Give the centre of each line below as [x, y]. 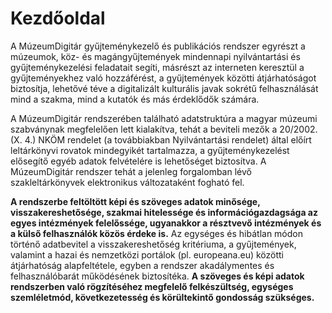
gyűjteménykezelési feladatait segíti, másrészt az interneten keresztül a [157, 67]
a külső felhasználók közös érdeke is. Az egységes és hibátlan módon [157, 233]
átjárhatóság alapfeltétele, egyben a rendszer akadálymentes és [142, 265]
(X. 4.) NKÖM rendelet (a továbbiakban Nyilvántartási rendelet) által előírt [161, 139]
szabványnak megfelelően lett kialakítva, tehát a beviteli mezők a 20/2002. [164, 129]
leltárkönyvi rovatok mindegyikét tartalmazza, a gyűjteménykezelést [150, 150]
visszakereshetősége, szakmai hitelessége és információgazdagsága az [164, 212]
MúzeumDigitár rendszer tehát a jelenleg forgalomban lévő [131, 171]
